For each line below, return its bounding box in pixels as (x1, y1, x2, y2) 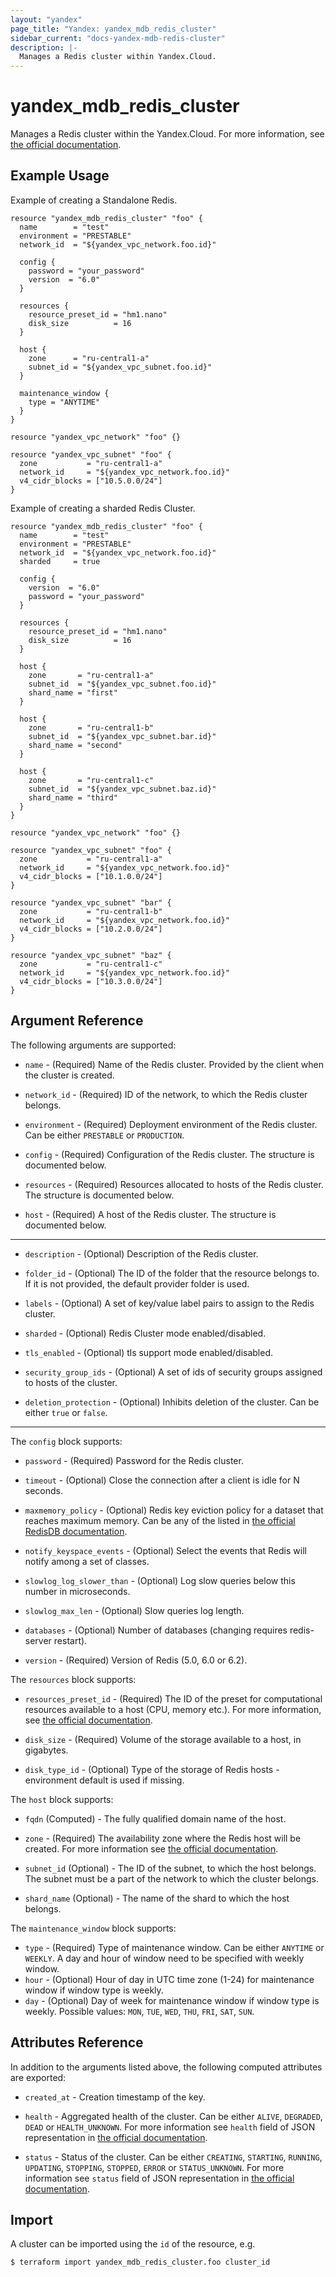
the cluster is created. (24, 1069, 115, 1081)
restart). (53, 1634, 88, 1646)
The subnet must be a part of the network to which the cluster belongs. (24, 1872, 320, 1885)
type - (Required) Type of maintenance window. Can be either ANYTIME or (24, 1941, 325, 1953)
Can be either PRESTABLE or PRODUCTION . (24, 1129, 185, 1141)
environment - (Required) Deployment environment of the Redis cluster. (24, 1118, 318, 1130)
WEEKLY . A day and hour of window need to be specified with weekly (24, 1952, 305, 1964)
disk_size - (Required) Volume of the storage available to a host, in (24, 1733, 302, 1745)
